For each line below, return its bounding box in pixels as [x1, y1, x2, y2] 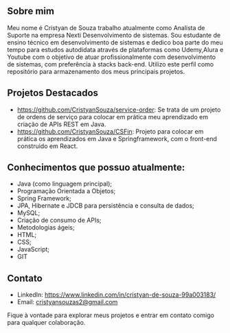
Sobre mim [7, 5, 55, 17]
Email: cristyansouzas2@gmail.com [16, 298, 118, 306]
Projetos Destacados [7, 87, 98, 99]
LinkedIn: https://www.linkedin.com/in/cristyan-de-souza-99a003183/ [16, 291, 216, 299]
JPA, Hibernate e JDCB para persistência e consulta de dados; [16, 201, 194, 210]
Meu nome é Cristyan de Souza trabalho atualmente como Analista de [7, 23, 205, 32]
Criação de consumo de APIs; [16, 216, 102, 225]
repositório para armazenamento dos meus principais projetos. [7, 67, 185, 75]
